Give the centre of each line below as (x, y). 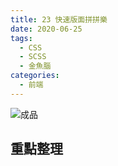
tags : (21, 38)
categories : (35, 76)
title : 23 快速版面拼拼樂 (59, 19)
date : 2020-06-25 (46, 29)
